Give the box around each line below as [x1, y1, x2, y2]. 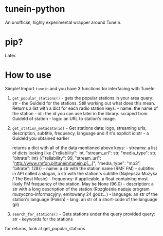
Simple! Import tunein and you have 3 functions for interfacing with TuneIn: [5, 85, 156, 91]
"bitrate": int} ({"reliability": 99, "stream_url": [12, 155, 101, 161]
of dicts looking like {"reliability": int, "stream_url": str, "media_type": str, [12, 150, 157, 156]
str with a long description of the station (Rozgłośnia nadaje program [12, 186, 150, 192]
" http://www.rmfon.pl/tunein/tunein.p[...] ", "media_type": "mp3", [12, 160, 141, 166]
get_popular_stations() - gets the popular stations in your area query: [12, 95, 154, 101]
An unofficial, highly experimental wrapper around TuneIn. [5, 19, 122, 25]
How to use [5, 69, 52, 81]
